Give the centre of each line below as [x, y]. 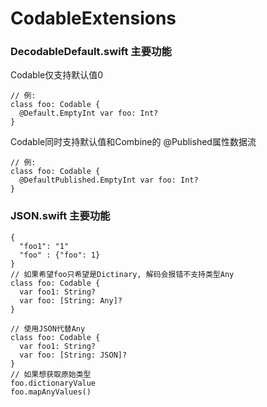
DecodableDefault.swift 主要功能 [91, 52]
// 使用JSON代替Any [48, 328]
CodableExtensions [93, 18]
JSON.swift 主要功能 [60, 216]
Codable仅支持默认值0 [57, 75]
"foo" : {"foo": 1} [60, 255]
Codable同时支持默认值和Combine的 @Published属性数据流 [133, 142]
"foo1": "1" [44, 246]
